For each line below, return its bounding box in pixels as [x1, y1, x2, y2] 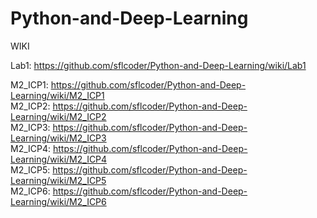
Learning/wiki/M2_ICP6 [10, 195, 107, 207]
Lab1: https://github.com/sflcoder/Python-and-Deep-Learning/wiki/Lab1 [10, 59, 307, 71]
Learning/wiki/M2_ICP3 [10, 132, 107, 144]
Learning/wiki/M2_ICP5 [10, 174, 107, 186]
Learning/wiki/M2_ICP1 [10, 89, 105, 101]
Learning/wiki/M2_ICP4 [10, 153, 108, 165]
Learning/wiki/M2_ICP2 [10, 110, 107, 122]
